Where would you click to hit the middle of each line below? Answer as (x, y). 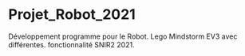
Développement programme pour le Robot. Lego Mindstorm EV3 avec (123, 36)
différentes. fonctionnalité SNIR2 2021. (71, 44)
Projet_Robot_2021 (72, 15)
